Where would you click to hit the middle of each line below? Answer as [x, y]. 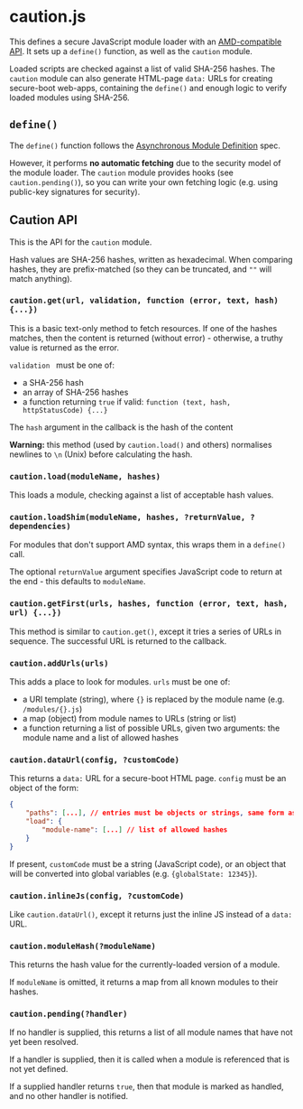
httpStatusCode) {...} [65, 410]
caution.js [48, 17]
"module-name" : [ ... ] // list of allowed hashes [135, 829]
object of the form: [44, 788]
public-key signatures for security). [75, 191]
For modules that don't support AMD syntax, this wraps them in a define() [148, 545]
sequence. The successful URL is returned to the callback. [118, 641]
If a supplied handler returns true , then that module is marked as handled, [147, 1086]
